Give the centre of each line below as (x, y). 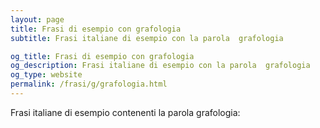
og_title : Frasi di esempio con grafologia (102, 56)
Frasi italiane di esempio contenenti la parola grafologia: (125, 112)
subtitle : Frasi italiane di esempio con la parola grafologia (147, 38)
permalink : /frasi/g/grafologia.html (89, 84)
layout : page (37, 19)
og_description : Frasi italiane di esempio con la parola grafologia (160, 66)
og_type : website (46, 75)
